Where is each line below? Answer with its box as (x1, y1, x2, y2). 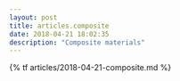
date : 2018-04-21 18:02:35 (9, 29, 110, 38)
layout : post (9, 12, 58, 22)
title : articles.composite (9, 21, 110, 30)
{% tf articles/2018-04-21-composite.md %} (9, 62, 172, 73)
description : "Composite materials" (9, 37, 145, 47)
